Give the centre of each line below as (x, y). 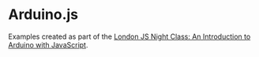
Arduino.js (43, 15)
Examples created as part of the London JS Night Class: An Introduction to (129, 36)
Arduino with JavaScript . (48, 44)
